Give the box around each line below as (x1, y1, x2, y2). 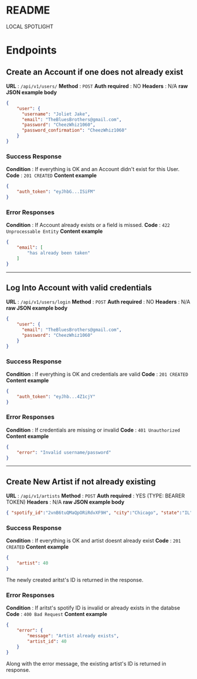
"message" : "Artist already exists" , (27, 633, 119, 639)
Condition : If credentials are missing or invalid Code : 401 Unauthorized (6, 426, 181, 433)
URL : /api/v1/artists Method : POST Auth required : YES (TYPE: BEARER (6, 492, 185, 500)
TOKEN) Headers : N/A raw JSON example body (6, 499, 125, 506)
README (6, 4, 50, 17)
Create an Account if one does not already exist (6, 67, 184, 77)
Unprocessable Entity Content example (6, 228, 103, 235)
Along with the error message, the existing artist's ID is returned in (6, 660, 167, 667)
